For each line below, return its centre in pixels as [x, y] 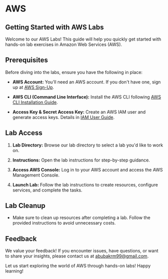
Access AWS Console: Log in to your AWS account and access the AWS [88, 169]
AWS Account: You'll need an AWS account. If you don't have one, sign [87, 82]
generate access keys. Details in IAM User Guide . [63, 117]
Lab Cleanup [25, 206]
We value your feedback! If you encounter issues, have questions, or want [82, 251]
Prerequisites [27, 60]
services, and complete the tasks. [47, 190]
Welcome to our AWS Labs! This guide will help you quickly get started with [83, 39]
